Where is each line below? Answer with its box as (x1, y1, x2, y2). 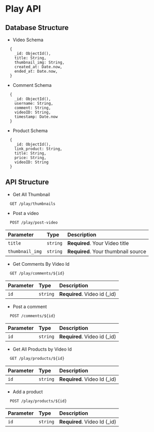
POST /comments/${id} (10, 313, 56, 318)
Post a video (12, 210, 39, 216)
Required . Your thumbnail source (67, 248, 146, 255)
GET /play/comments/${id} (10, 270, 65, 276)
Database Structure (5, 23, 69, 32)
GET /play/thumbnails (10, 201, 56, 206)
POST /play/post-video (10, 220, 58, 225)
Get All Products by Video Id (12, 346, 72, 352)
